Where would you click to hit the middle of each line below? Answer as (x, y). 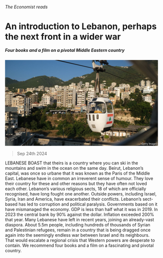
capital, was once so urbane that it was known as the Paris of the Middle (78, 173)
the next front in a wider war (63, 37)
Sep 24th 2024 (32, 154)
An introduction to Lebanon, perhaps (81, 26)
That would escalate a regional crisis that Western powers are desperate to (80, 241)
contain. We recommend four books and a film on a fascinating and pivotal (80, 245)
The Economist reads (26, 7)
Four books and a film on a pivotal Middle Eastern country (65, 50)
